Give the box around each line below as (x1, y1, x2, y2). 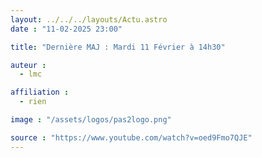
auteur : (10, 60, 47, 70)
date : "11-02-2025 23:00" (10, 24, 123, 34)
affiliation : (10, 87, 70, 98)
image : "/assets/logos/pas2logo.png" (10, 115, 172, 125)
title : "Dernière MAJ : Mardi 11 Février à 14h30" (10, 42, 226, 52)
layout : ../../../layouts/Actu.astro (10, 14, 168, 25)
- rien (19, 97, 47, 107)
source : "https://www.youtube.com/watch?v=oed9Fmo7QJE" (10, 132, 253, 143)
